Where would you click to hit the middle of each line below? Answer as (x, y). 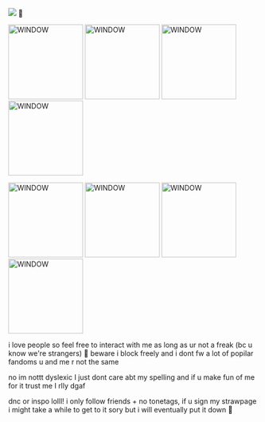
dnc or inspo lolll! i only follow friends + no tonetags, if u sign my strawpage (132, 401)
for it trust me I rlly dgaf (47, 386)
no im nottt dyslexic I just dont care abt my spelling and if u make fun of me (132, 377)
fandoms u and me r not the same (64, 362)
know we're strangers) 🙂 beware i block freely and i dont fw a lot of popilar (131, 353)
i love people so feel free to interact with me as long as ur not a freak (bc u (131, 345)
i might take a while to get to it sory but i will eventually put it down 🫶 (121, 410)
